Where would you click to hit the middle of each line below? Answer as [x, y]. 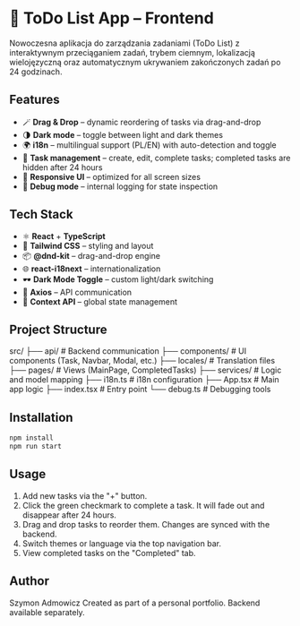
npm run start [36, 447]
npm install [31, 438]
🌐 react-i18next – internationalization [91, 269]
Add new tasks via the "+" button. [85, 495]
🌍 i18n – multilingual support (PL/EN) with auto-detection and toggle [150, 145]
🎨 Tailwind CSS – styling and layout [88, 245]
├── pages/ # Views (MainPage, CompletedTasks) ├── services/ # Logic [146, 370]
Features [34, 100]
